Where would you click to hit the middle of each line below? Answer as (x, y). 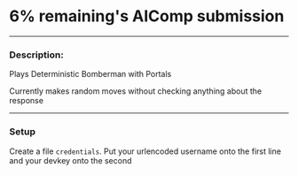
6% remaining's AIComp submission (147, 16)
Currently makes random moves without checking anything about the (136, 91)
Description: (36, 55)
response (27, 101)
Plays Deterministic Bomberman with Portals (90, 74)
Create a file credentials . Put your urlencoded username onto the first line (145, 151)
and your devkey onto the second (71, 160)
